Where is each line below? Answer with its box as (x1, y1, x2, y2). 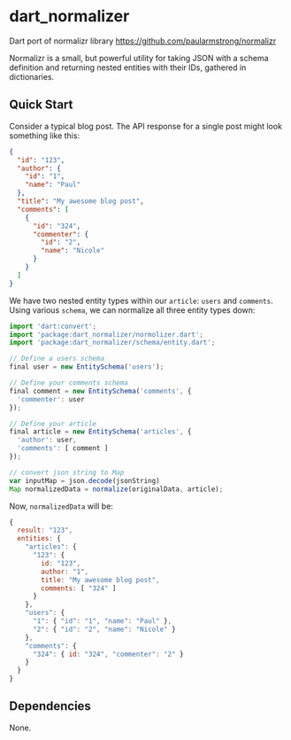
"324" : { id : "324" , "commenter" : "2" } (32, 650, 184, 658)
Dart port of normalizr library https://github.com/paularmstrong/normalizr (9, 35, 277, 46)
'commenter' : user (17, 394, 86, 404)
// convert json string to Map (9, 468, 125, 477)
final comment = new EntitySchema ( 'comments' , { (9, 386, 192, 395)
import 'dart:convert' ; (9, 322, 97, 331)
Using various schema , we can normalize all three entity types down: (9, 304, 256, 315)
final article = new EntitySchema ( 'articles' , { (9, 427, 192, 436)
